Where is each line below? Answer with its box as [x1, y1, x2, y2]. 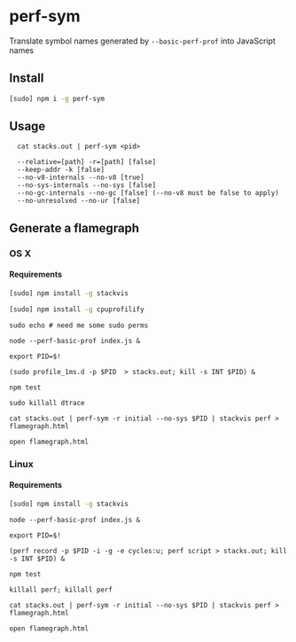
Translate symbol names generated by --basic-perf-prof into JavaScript [9, 35, 277, 46]
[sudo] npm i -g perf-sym [9, 94, 105, 103]
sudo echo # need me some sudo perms [9, 321, 149, 330]
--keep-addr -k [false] [17, 166, 105, 175]
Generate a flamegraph [9, 220, 140, 236]
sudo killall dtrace [9, 398, 86, 407]
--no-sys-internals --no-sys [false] [17, 181, 157, 190]
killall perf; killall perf [9, 585, 113, 594]
